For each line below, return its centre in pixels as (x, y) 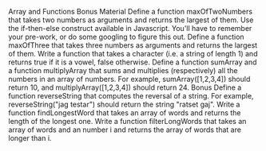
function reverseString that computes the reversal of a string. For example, (131, 96)
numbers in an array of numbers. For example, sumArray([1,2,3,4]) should (129, 79)
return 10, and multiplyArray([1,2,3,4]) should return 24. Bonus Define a (125, 87)
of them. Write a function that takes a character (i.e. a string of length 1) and (133, 54)
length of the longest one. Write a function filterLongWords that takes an (127, 121)
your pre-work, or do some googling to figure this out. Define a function (127, 37)
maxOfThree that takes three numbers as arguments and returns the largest (133, 45)
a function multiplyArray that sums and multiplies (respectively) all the (123, 70)
